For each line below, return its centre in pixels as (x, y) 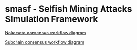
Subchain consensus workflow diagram (44, 42)
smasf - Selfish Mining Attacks (68, 9)
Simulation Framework (51, 19)
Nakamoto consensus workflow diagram (45, 33)
